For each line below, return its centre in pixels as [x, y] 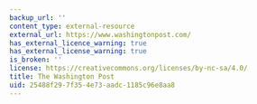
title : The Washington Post [62, 77]
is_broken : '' [36, 60]
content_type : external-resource [72, 26]
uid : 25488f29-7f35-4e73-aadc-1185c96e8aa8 [92, 85]
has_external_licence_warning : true [78, 43]
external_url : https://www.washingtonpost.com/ [101, 34]
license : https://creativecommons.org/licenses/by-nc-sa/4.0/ [128, 69]
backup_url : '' [38, 18]
